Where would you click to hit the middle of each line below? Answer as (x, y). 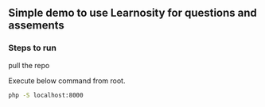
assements (37, 26)
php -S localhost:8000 (46, 95)
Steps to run (33, 48)
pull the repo (29, 65)
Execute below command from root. (67, 80)
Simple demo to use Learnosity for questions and (132, 13)
